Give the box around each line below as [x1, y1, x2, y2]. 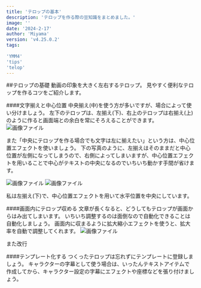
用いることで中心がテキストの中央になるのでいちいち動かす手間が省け [16, 159, 190, 166]
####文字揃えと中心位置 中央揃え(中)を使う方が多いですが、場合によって [6, 102, 187, 109]
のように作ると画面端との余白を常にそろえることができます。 [6, 117, 157, 124]
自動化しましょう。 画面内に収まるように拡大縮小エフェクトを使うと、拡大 [6, 220, 191, 228]
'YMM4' [6, 53, 23, 59]
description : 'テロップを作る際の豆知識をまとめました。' [6, 14, 136, 20]
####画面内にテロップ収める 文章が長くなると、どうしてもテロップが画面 [6, 205, 188, 213]
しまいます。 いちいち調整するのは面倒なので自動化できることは [32, 213, 191, 220]
